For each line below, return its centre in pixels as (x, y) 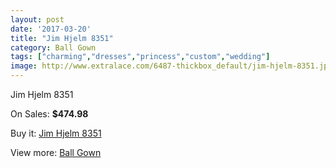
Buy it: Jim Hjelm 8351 (56, 133)
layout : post (37, 19)
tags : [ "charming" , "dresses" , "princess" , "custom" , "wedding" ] (140, 57)
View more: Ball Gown (56, 152)
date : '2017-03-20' (51, 29)
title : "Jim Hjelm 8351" (62, 38)
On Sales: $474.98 (49, 114)
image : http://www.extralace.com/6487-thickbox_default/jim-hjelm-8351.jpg (171, 66)
